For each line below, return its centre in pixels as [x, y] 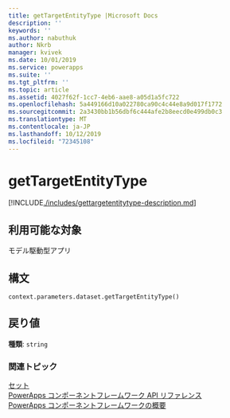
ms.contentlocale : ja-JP [49, 127]
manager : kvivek [35, 53]
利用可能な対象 [45, 230]
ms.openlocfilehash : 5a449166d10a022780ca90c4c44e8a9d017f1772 [115, 104]
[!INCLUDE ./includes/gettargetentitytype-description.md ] [102, 203]
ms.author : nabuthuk [43, 38]
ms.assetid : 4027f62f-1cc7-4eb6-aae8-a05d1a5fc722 [94, 97]
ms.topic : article [39, 90]
